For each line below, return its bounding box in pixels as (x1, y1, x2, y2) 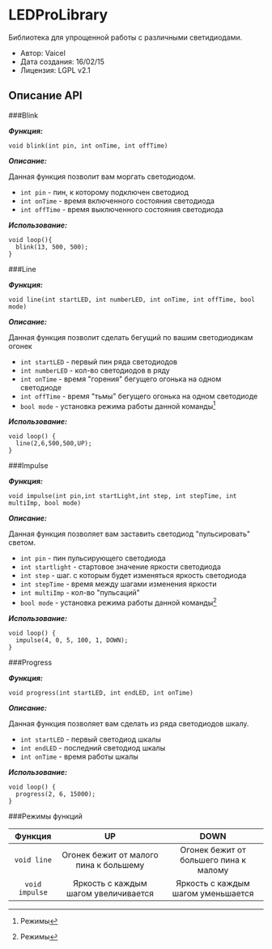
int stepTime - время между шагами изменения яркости (19, 579, 217, 589)
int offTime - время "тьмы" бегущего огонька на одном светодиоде (19, 391, 258, 401)
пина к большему (75, 860, 145, 871)
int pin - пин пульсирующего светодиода (19, 553, 166, 564)
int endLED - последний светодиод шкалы (19, 743, 166, 753)
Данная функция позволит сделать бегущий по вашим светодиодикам (8, 332, 253, 342)
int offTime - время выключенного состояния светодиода (19, 204, 224, 214)
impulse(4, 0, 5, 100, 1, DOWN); (15, 636, 129, 645)
